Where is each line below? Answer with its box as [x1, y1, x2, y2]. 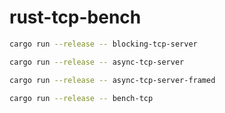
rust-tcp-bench [9, 6, 142, 29]
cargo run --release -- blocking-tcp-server [9, 39, 198, 49]
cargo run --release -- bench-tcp [9, 93, 154, 103]
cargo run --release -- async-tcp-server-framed [9, 75, 216, 85]
